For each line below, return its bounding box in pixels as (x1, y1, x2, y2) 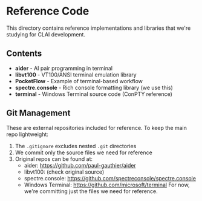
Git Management (6, 108, 71, 118)
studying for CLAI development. (6, 30, 86, 38)
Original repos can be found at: (15, 155, 93, 162)
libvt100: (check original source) (24, 168, 105, 175)
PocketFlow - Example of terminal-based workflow (15, 77, 143, 84)
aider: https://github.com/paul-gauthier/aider (24, 162, 136, 169)
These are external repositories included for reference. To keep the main (6, 124, 187, 131)
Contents (6, 49, 42, 59)
